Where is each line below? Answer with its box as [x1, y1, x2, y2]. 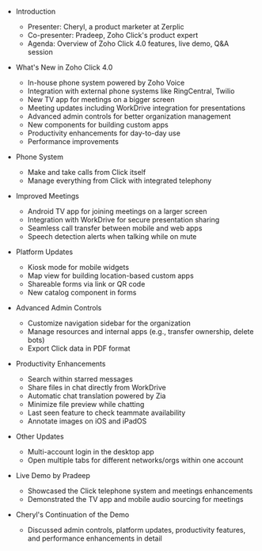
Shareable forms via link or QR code [27, 279, 146, 288]
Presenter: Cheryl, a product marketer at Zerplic [27, 22, 184, 31]
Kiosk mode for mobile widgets [27, 263, 129, 272]
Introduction [15, 7, 56, 16]
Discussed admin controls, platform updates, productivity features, [27, 526, 246, 534]
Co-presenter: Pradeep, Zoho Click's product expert [27, 31, 199, 40]
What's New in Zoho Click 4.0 [15, 63, 113, 72]
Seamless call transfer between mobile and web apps [27, 223, 203, 233]
